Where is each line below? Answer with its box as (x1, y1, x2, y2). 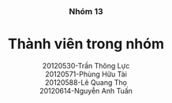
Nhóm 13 (69, 6, 103, 17)
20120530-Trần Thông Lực (42, 61, 130, 70)
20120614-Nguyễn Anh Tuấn (39, 86, 133, 95)
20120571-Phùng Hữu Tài (45, 69, 127, 79)
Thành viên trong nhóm (7, 35, 165, 53)
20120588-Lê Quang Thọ (45, 77, 127, 87)
